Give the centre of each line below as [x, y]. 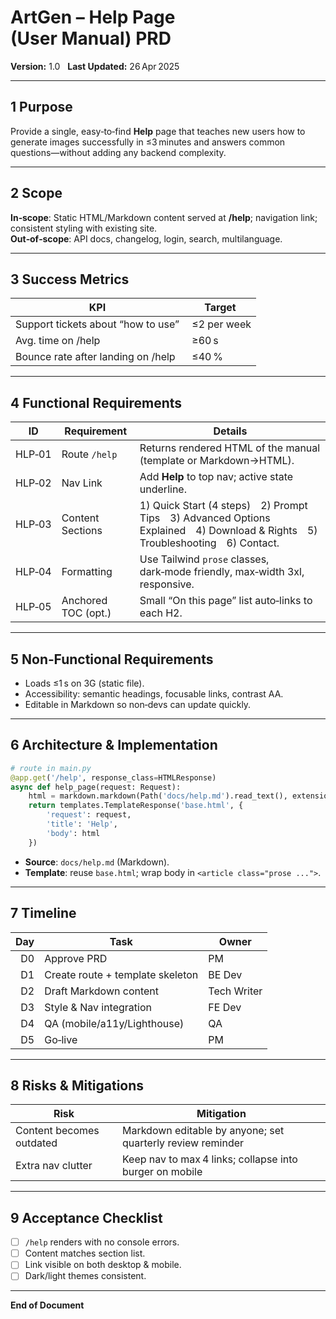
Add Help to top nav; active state [216, 477]
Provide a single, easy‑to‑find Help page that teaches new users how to [158, 131]
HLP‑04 [33, 572]
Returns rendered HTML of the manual [230, 448]
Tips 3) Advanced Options [205, 518]
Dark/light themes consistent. [85, 1276]
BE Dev [225, 974]
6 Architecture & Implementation [114, 745]
